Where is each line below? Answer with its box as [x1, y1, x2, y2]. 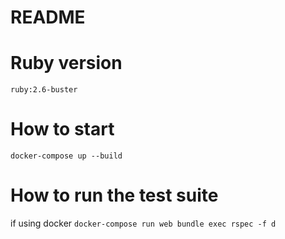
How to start [10, 118, 115, 141]
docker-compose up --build [10, 151, 123, 161]
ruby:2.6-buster [10, 85, 78, 95]
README [10, 6, 86, 29]
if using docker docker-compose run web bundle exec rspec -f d [10, 217, 277, 229]
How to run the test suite [10, 184, 219, 207]
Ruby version [10, 52, 123, 75]
